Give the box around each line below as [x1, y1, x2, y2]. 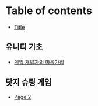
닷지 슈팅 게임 [5, 77, 52, 87]
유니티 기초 [5, 42, 43, 52]
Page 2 [13, 93, 32, 100]
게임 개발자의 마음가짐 [13, 59, 65, 66]
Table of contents [5, 4, 93, 18]
